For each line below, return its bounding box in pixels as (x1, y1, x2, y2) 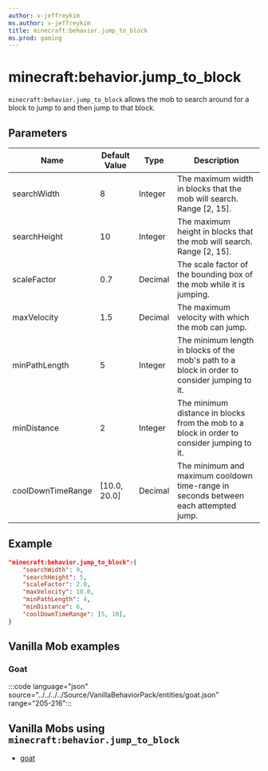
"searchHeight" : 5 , (22, 573, 88, 581)
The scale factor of (176, 259, 249, 269)
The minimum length (176, 335, 254, 345)
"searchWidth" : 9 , (22, 565, 84, 574)
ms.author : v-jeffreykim (8, 19, 91, 27)
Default (100, 150, 130, 160)
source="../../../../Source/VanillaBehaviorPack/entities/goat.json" (8, 690, 219, 700)
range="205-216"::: (8, 698, 73, 708)
